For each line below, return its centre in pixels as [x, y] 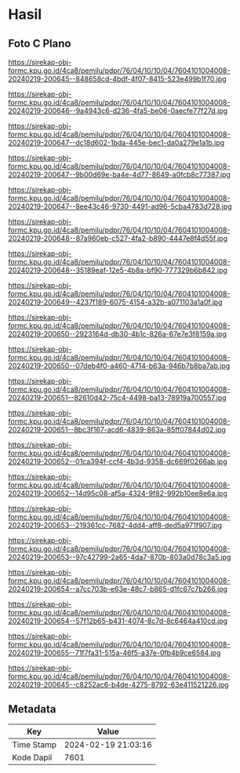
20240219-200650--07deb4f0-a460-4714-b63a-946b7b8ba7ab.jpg [119, 366]
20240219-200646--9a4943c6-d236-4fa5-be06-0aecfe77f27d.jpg [118, 111]
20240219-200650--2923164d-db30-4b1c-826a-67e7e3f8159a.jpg [118, 334]
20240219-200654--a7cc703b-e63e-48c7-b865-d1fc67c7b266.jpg [118, 589]
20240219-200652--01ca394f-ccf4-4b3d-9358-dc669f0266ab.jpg [118, 461]
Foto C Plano [40, 44]
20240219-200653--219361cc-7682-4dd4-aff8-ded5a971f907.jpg [115, 525]
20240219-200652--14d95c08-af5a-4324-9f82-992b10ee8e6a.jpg [118, 493]
